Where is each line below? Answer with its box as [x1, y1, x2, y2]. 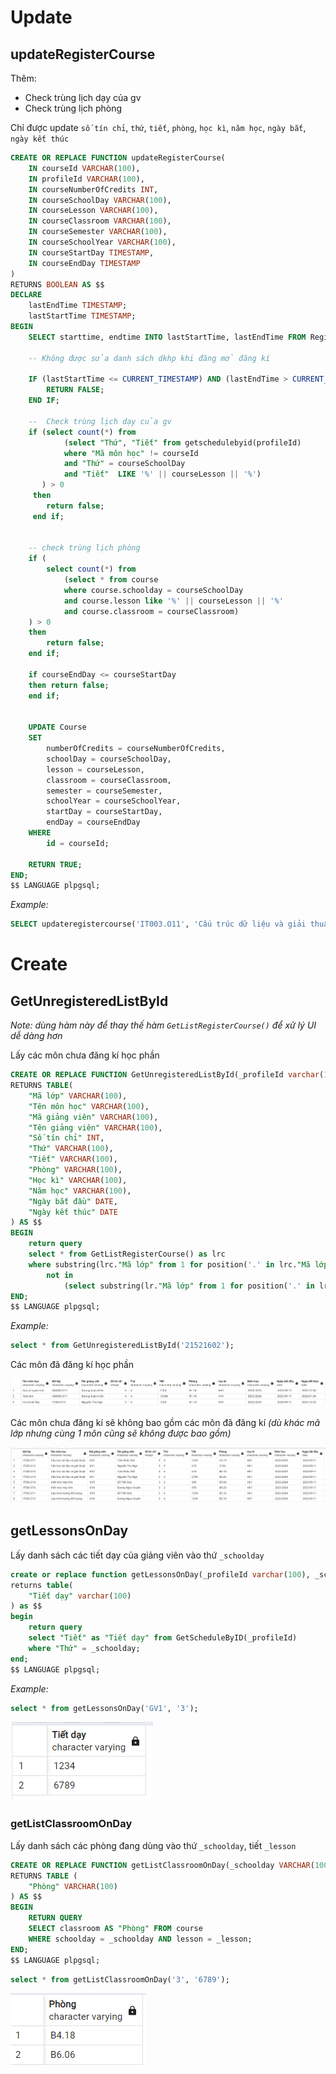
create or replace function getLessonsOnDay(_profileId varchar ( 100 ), [10, 1569, 311, 1580]
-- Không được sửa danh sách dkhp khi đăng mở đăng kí [28, 353, 271, 363]
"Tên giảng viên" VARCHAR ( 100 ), [28, 1122, 163, 1133]
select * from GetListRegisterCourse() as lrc [28, 1249, 226, 1259]
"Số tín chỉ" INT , [28, 1133, 105, 1143]
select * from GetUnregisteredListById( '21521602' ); [10, 1341, 235, 1351]
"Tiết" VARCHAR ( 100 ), [28, 1154, 118, 1165]
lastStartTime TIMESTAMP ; [28, 311, 137, 321]
